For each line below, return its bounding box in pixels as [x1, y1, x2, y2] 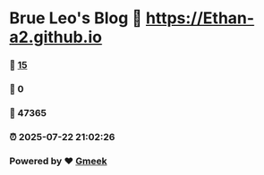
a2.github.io [9, 27, 103, 47]
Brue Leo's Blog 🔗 [9, 8, 143, 29]
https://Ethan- [146, 8, 255, 29]
